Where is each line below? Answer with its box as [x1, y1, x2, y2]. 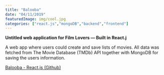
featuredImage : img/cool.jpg [5, 16, 66, 21]
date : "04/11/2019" [5, 12, 46, 17]
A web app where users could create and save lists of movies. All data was [5, 44, 159, 50]
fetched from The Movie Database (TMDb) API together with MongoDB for [5, 50, 158, 56]
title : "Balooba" [5, 7, 41, 12]
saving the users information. [5, 55, 65, 61]
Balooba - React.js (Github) [5, 65, 61, 71]
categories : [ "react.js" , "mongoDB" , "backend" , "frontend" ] [5, 21, 128, 26]
